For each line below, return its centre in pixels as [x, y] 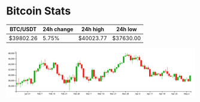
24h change [58, 29]
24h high [93, 29]
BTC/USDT [23, 29]
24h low [126, 29]
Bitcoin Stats [39, 11]
